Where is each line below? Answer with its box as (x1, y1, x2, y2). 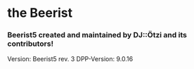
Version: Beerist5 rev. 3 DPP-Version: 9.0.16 (7, 55, 134, 63)
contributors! (7, 39, 54, 49)
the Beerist (7, 5, 72, 21)
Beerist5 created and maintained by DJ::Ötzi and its (7, 30, 188, 40)
